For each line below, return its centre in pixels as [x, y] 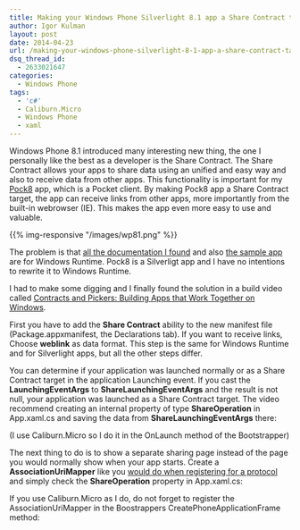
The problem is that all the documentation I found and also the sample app [146, 252]
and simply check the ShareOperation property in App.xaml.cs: [126, 481]
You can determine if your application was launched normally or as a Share [147, 370]
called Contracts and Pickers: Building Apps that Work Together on [132, 298]
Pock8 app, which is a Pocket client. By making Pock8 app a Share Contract [149, 189]
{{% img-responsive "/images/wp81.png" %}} [93, 235]
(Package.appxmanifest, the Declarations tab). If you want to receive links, [146, 334]
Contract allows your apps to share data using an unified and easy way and [148, 170]
